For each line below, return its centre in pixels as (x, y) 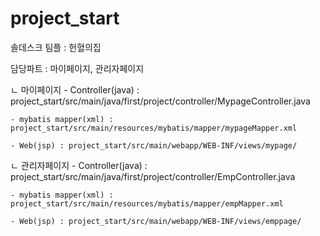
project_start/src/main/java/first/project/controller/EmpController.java (153, 176)
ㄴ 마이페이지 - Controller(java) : (75, 89)
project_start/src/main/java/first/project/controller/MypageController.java (160, 101)
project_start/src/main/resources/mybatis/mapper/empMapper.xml (147, 203)
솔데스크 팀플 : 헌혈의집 (56, 47)
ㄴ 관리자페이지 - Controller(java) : (79, 165)
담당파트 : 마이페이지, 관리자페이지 (77, 68)
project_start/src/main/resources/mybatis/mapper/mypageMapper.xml (154, 128)
